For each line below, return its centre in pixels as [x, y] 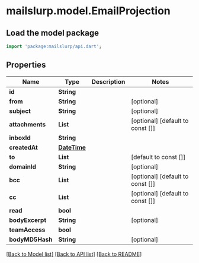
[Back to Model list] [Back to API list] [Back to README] [74, 254]
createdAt [24, 147]
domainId [23, 166]
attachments [28, 124]
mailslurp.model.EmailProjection [88, 11]
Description [108, 81]
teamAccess [27, 230]
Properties [26, 65]
